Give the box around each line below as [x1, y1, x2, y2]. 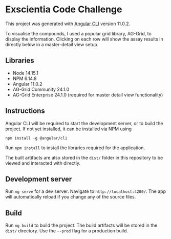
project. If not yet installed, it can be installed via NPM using [5, 126, 132, 132]
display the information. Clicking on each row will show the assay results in [5, 36, 163, 42]
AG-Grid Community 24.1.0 [12, 86, 70, 92]
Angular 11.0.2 [12, 81, 42, 87]
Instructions [5, 107, 45, 115]
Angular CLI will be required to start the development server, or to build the [5, 120, 163, 126]
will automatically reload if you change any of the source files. [5, 194, 136, 200]
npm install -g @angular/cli [5, 135, 68, 141]
